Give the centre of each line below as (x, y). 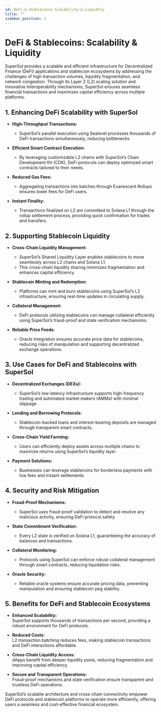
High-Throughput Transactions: (45, 124)
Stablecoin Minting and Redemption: (49, 282)
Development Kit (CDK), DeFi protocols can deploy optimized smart (86, 162)
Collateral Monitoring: (34, 550)
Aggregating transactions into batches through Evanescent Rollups (86, 187)
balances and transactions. (46, 540)
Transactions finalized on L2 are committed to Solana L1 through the (87, 210)
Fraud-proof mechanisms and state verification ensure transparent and (82, 680)
